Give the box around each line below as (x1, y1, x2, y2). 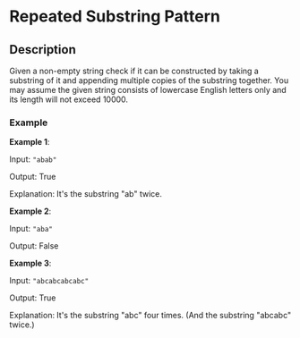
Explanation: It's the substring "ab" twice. (9, 189, 163, 199)
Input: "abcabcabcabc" (9, 275, 90, 286)
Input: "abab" (9, 154, 57, 165)
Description (9, 42, 76, 57)
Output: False (9, 241, 59, 251)
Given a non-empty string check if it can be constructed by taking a (9, 65, 260, 76)
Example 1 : (9, 137, 50, 148)
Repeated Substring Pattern (9, 6, 221, 27)
